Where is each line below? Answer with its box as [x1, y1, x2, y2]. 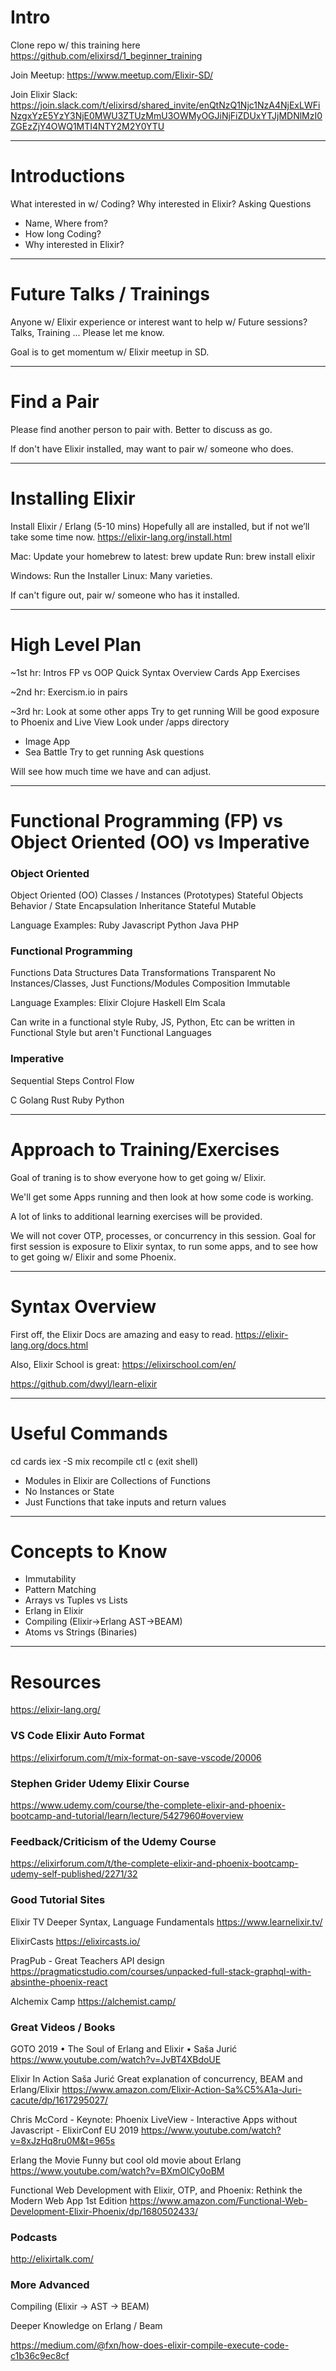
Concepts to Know [10, 1540, 168, 1563]
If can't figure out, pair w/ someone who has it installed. [10, 589, 240, 601]
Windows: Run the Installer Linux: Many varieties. [10, 569, 213, 581]
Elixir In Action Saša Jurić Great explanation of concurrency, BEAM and [10, 2072, 303, 2085]
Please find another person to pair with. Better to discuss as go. [10, 423, 273, 435]
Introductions [10, 165, 126, 188]
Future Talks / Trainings [10, 283, 210, 306]
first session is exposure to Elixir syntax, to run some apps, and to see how [10, 1240, 318, 1252]
